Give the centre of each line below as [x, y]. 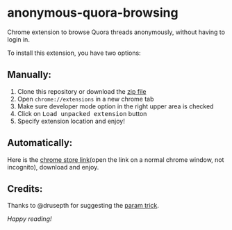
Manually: [30, 75]
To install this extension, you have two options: [74, 53]
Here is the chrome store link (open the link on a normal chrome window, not [116, 159]
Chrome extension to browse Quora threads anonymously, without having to [116, 32]
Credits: [25, 189]
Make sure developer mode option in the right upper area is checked [115, 106]
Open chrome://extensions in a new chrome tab [85, 99]
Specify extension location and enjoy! [71, 121]
